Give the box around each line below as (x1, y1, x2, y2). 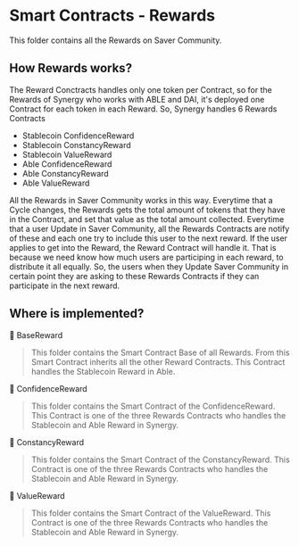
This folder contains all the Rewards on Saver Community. (9, 35, 222, 45)
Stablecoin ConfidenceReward (21, 130, 135, 141)
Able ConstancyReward (21, 168, 109, 178)
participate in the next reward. (9, 280, 120, 291)
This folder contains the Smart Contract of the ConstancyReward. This (30, 454, 290, 465)
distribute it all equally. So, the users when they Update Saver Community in (9, 261, 288, 272)
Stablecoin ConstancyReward (21, 139, 131, 150)
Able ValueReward (21, 178, 90, 188)
